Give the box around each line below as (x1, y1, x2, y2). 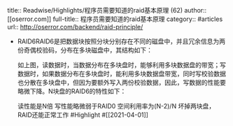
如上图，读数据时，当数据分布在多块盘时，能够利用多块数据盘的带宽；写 (17, 61, 226, 69)
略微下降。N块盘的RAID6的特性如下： (17, 87, 127, 95)
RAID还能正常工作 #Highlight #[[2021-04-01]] (17, 111, 149, 119)
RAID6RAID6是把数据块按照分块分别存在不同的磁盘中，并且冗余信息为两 (17, 37, 226, 45)
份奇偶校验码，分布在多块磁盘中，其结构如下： (17, 46, 153, 54)
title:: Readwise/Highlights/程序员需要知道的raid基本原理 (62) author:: (7, 6, 207, 14)
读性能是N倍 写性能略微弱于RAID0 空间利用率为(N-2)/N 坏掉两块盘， (17, 102, 216, 110)
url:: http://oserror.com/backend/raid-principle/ (7, 23, 143, 31)
